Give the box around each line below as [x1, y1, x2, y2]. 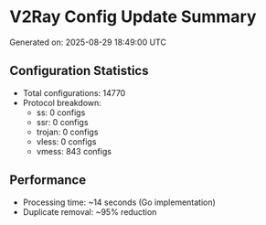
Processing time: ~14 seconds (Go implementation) [22, 197, 217, 208]
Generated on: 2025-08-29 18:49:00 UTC [9, 37, 167, 48]
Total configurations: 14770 [22, 87, 126, 98]
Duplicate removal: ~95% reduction [22, 206, 157, 217]
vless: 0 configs [36, 135, 97, 147]
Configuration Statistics [9, 63, 149, 79]
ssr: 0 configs [36, 116, 89, 127]
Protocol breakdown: [22, 97, 102, 108]
